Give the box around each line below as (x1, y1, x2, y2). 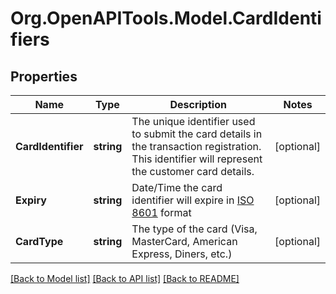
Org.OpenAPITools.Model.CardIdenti (10, 7, 322, 30)
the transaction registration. (131, 140, 262, 153)
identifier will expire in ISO (131, 193, 255, 207)
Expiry (15, 193, 47, 207)
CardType (15, 235, 64, 248)
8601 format (131, 206, 192, 219)
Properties (10, 68, 78, 85)
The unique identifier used (131, 115, 256, 128)
